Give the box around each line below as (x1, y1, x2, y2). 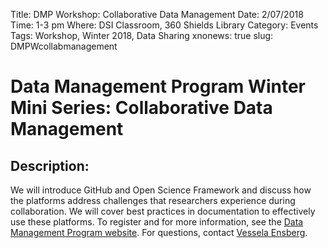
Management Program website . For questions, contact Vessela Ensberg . (10, 227, 308, 238)
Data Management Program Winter (10, 75, 307, 98)
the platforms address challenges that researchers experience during (10, 195, 296, 206)
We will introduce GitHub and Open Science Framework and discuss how (10, 184, 312, 196)
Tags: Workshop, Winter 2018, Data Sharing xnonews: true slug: (10, 30, 274, 41)
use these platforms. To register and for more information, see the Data (10, 216, 304, 228)
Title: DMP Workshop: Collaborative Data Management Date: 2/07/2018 (10, 9, 304, 20)
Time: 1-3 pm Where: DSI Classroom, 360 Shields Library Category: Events (10, 19, 319, 31)
